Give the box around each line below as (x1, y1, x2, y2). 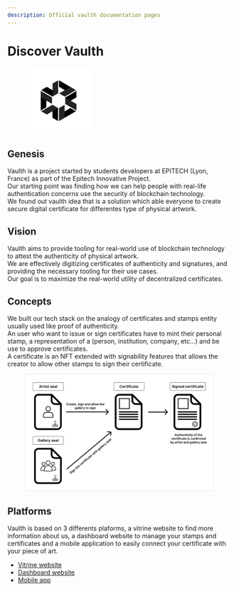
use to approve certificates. (7, 344, 88, 353)
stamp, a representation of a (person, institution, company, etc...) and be (7, 337, 220, 345)
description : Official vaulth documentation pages (7, 11, 161, 19)
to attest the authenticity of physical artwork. (7, 252, 139, 260)
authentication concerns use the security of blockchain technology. (7, 190, 206, 198)
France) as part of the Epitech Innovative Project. (7, 175, 151, 183)
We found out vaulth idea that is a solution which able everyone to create (7, 197, 222, 206)
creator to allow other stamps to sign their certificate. (7, 360, 164, 368)
